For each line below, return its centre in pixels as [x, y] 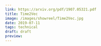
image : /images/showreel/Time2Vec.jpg [44, 18]
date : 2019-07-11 [23, 23]
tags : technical [21, 27]
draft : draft [18, 32]
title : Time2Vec [21, 14]
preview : [14, 36]
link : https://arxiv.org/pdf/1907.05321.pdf [51, 9]
